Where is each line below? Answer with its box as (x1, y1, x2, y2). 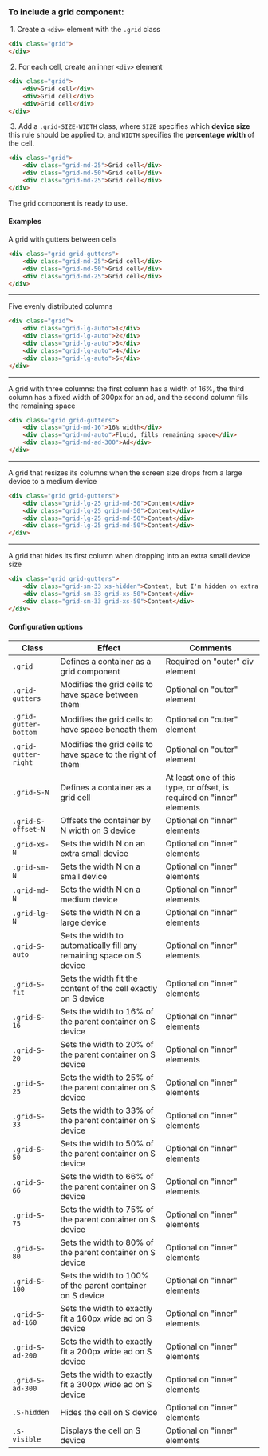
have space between (60, 689, 139, 700)
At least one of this (165, 771, 236, 782)
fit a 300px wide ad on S (60, 1378, 152, 1390)
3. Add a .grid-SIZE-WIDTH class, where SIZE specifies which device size (10, 122, 250, 131)
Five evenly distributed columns (8, 302, 113, 311)
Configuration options (8, 622, 84, 632)
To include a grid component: (8, 6, 124, 18)
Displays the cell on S (60, 1425, 141, 1436)
